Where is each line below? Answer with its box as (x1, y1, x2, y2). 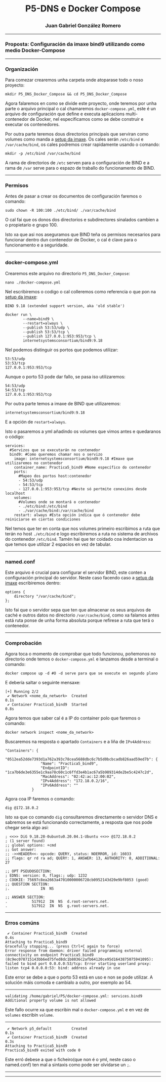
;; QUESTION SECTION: (5, 882, 50, 887)
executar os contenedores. (5, 122, 60, 128)
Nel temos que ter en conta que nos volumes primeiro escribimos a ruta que (5, 525, 160, 531)
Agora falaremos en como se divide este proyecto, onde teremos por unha (5, 100, 157, 106)
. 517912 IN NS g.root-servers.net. (5, 903, 110, 908)
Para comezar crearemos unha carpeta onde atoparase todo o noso (5, 77, 143, 83)
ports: (14, 469, 28, 474)
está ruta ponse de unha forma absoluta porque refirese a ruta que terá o (5, 617, 154, 623)
